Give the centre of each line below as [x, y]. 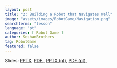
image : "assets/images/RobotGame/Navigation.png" [58, 19]
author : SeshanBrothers [30, 37]
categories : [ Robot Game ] [34, 33]
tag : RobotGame [21, 42]
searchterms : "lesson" [29, 23]
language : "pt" [21, 28]
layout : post [19, 10]
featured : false [22, 46]
